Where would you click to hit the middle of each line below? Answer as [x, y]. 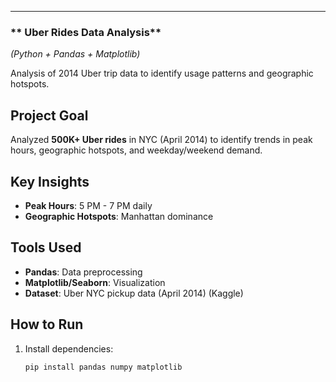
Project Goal [49, 115]
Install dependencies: [69, 348]
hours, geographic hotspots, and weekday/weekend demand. [136, 150]
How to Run [47, 324]
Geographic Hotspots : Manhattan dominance [119, 216]
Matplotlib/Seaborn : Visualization [95, 282]
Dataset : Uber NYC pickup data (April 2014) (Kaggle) [134, 293]
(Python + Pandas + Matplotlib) [75, 54]
